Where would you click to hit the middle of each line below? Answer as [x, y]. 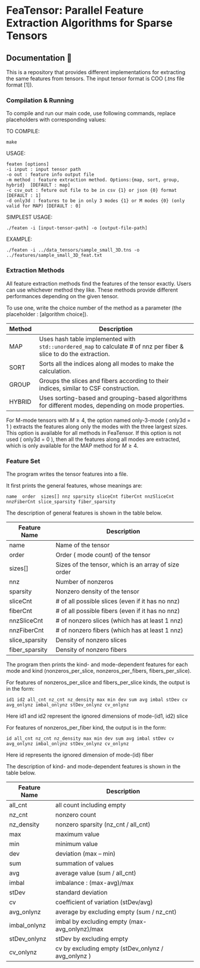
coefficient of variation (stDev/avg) [104, 902]
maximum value [78, 834]
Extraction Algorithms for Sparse [89, 23]
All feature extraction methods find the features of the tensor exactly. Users [99, 283]
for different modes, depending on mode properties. [112, 405]
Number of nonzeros [85, 581]
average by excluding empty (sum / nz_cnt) [116, 912]
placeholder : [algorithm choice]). [47, 314]
